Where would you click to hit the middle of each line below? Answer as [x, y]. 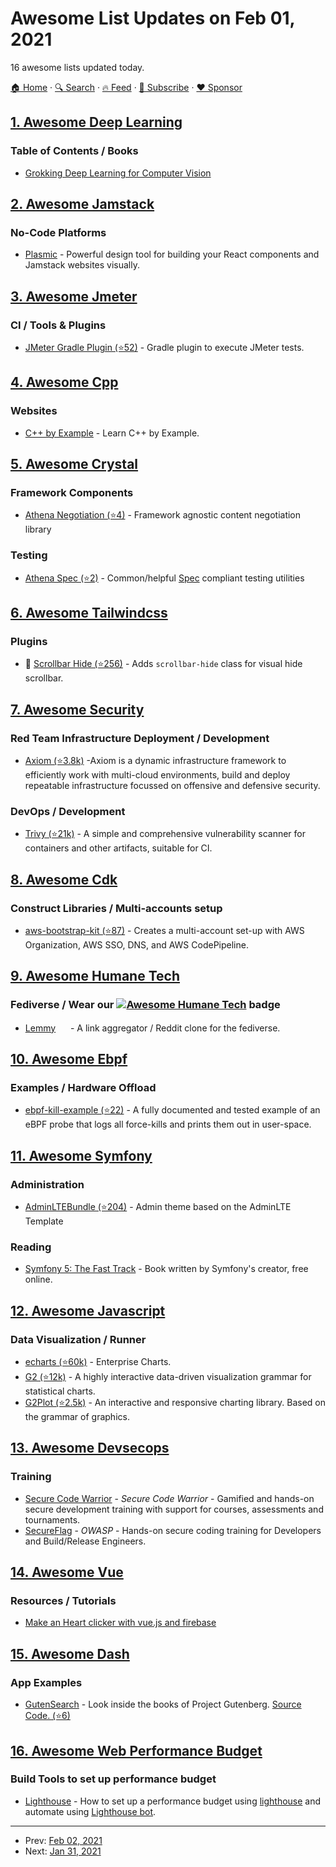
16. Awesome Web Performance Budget [136, 1750]
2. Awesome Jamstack [82, 204]
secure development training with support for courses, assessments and [174, 1509]
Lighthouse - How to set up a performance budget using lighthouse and [173, 1801]
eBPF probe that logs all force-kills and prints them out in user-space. [168, 1124]
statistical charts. [60, 1391]
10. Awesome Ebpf [69, 1059]
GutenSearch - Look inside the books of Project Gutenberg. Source [163, 1704]
